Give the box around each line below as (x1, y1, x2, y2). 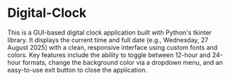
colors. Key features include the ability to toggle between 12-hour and (7, 51, 211, 59)
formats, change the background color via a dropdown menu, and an (22, 58, 223, 66)
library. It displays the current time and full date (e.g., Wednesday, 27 (7, 35, 209, 44)
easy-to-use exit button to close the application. (7, 66, 147, 74)
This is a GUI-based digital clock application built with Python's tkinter (7, 28, 212, 37)
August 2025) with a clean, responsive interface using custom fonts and (7, 43, 218, 51)
